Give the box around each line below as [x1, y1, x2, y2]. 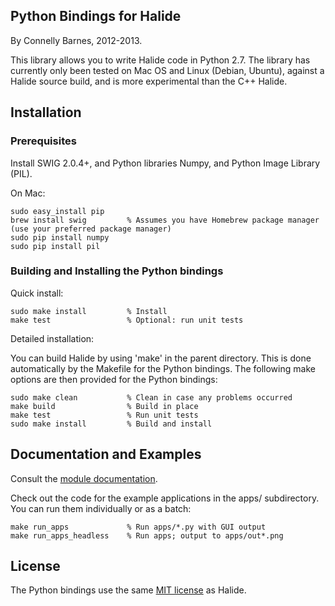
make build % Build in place [10, 401, 199, 411]
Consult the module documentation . [10, 472, 158, 484]
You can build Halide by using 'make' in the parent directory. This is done [10, 352, 312, 364]
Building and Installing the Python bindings [10, 264, 224, 278]
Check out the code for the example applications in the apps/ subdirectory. [10, 492, 320, 504]
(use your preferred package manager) [10, 224, 172, 234]
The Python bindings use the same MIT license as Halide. [10, 584, 247, 596]
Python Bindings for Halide [10, 8, 182, 25]
